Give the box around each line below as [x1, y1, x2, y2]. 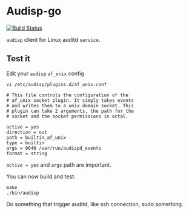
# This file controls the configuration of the [6, 92, 129, 98]
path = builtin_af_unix [6, 135, 67, 141]
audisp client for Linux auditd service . [6, 36, 101, 43]
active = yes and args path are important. [6, 161, 111, 168]
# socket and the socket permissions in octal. [6, 113, 129, 119]
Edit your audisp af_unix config [6, 70, 85, 77]
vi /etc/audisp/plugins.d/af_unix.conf [6, 81, 107, 87]
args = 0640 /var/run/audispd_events [6, 145, 102, 151]
